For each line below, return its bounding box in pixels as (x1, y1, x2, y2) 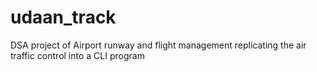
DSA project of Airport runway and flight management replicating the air (10, 39, 307, 51)
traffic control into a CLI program (10, 49, 145, 61)
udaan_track (10, 6, 117, 29)
